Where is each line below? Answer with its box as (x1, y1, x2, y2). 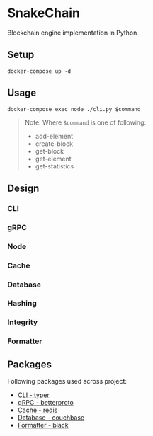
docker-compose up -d (7, 67, 72, 75)
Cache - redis (17, 406, 58, 415)
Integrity (7, 317, 38, 327)
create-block (35, 139, 73, 148)
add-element (35, 132, 74, 140)
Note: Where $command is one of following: (24, 118, 147, 127)
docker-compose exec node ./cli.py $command (7, 105, 141, 113)
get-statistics (35, 161, 74, 171)
